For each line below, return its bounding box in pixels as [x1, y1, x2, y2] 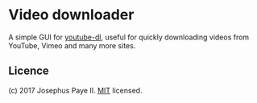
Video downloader [8, 6, 135, 24]
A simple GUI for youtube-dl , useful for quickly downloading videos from [8, 32, 250, 42]
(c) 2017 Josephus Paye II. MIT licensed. [8, 85, 143, 95]
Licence [8, 64, 50, 78]
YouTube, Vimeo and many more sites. [8, 40, 136, 50]
